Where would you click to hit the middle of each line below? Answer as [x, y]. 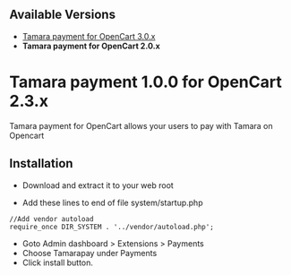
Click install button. [58, 262]
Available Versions [63, 15]
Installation [41, 163]
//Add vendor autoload [51, 219]
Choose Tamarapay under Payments [90, 253]
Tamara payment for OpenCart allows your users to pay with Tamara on [141, 125]
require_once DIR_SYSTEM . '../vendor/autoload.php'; [112, 227]
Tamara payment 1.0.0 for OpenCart [145, 82]
